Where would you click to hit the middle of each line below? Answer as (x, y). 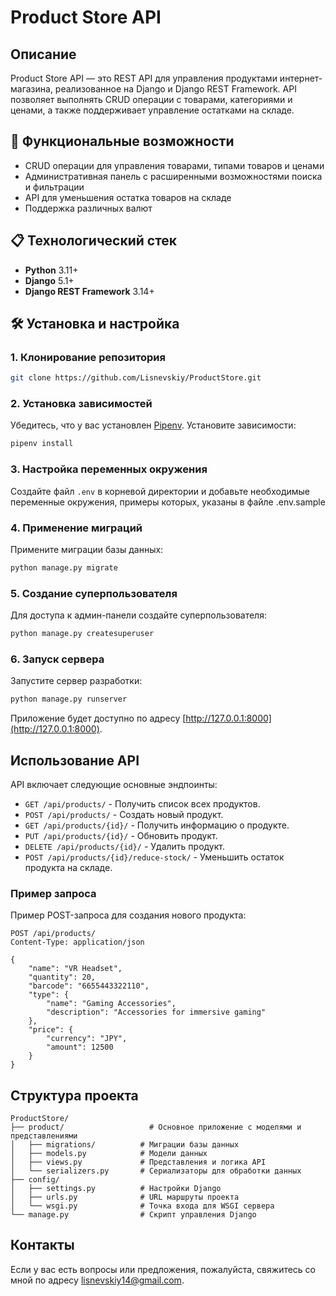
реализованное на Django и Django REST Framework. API (175, 89)
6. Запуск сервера (57, 659)
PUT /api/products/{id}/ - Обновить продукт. (121, 835)
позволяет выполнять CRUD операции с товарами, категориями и (151, 99)
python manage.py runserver (69, 699)
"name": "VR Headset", (75, 969)
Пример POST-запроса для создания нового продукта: (128, 915)
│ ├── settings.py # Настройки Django (116, 1189)
